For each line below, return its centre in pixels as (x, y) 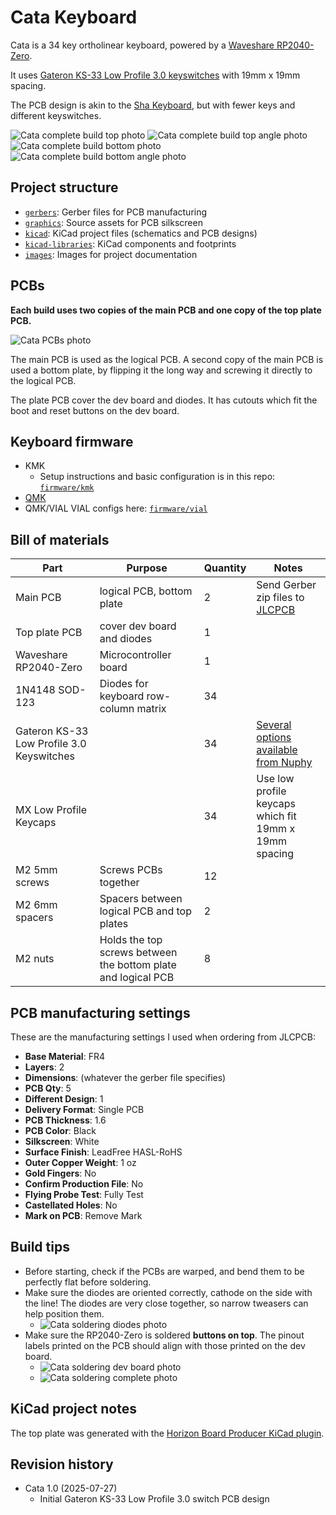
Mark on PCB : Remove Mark (83, 1215)
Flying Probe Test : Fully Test (84, 1194)
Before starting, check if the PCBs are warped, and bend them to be (164, 1271)
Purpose (147, 568)
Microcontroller (135, 655)
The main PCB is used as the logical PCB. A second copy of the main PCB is (167, 359)
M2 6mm (36, 905)
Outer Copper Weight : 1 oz (80, 1162)
